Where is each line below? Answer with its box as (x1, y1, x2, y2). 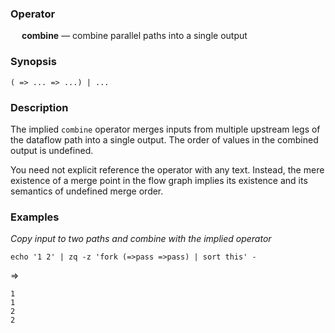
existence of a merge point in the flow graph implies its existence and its (10, 174, 308, 186)
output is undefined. (10, 144, 94, 156)
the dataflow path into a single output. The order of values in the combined (10, 133, 319, 146)
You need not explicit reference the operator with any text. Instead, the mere (10, 163, 325, 176)
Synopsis (10, 55, 57, 69)
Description (10, 100, 69, 114)
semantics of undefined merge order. (10, 185, 164, 197)
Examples (10, 210, 60, 224)
